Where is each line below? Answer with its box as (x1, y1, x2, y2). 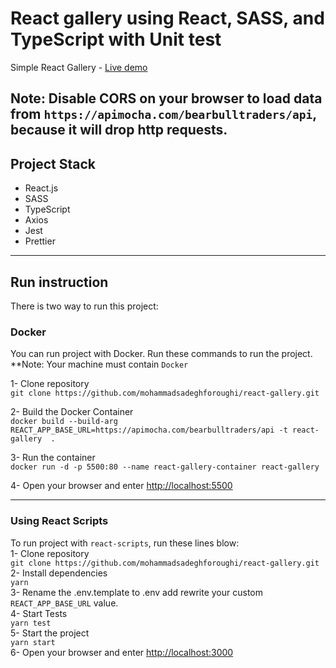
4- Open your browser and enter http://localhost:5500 (10, 480, 233, 492)
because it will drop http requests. (10, 122, 228, 139)
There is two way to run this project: (10, 300, 159, 312)
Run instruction (10, 273, 109, 291)
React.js (24, 182, 59, 194)
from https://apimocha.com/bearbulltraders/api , (10, 106, 317, 123)
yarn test (10, 618, 52, 628)
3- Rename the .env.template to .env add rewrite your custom (10, 586, 264, 598)
